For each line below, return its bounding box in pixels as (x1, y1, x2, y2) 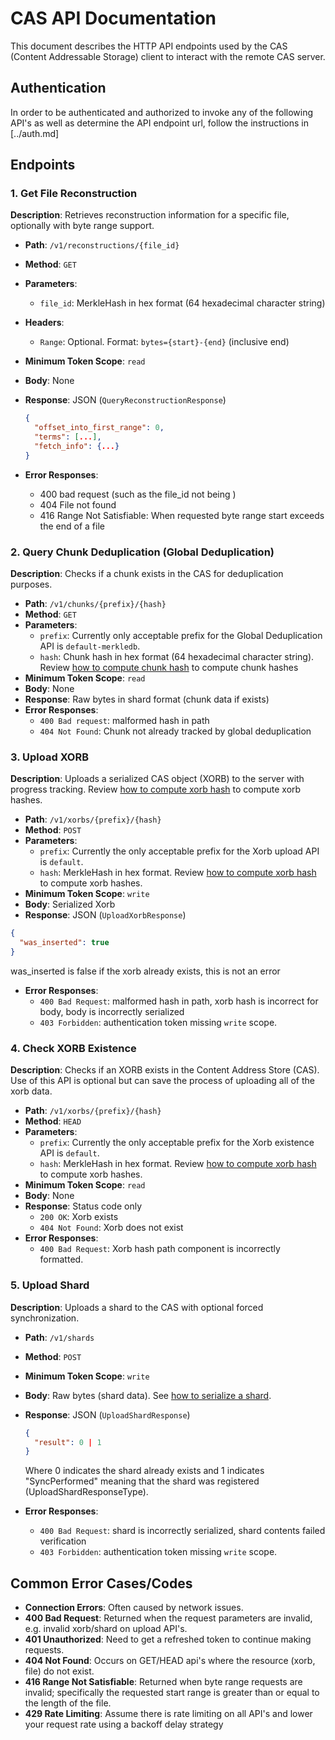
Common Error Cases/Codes (10, 1575, 193, 1592)
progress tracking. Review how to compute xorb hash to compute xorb (10, 783, 302, 796)
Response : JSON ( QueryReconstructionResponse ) (24, 394, 227, 406)
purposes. (10, 578, 53, 591)
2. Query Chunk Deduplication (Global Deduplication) (10, 545, 275, 559)
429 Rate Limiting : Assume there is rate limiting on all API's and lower (24, 1708, 313, 1720)
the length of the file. (24, 1697, 112, 1709)
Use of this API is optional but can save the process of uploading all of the (10, 1075, 315, 1087)
